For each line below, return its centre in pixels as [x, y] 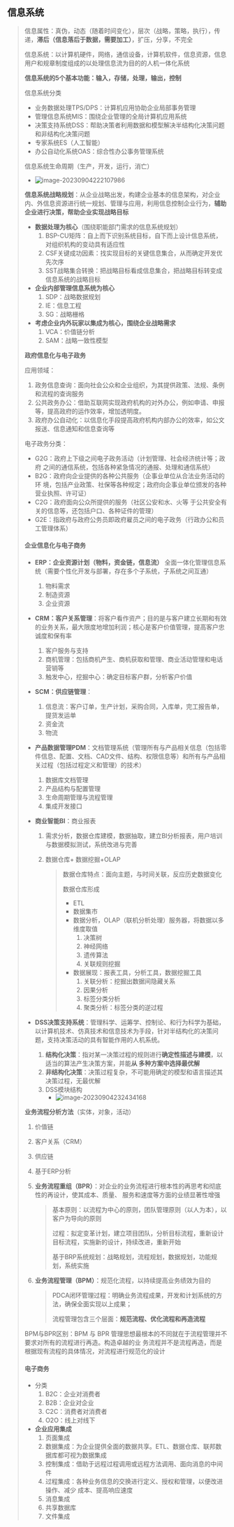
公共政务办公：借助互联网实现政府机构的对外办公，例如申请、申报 [130, 402]
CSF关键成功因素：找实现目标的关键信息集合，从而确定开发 [131, 253]
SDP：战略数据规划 [73, 296]
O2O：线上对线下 [70, 1420]
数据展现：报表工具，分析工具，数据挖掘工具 [137, 973]
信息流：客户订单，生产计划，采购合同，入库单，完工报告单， [134, 707]
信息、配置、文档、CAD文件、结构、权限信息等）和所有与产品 [130, 756]
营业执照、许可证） [63, 493]
